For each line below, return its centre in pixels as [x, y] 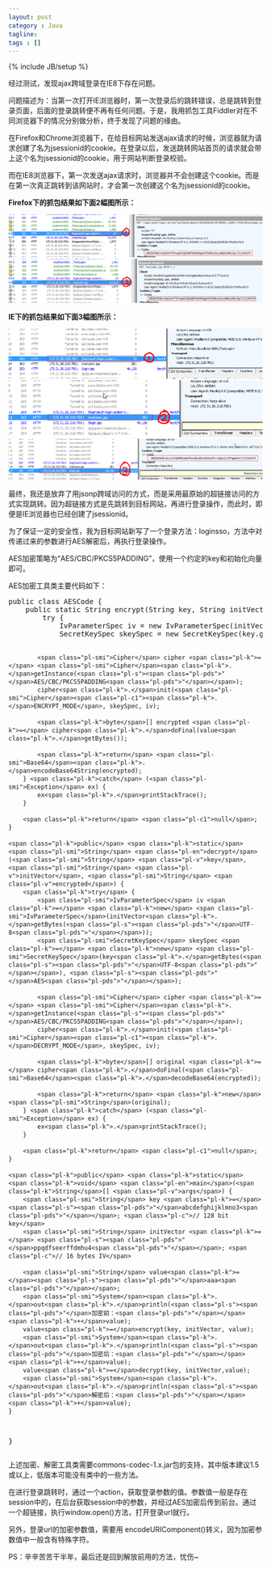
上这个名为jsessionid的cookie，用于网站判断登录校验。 [100, 159]
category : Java [35, 25]
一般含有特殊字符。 [61, 1539]
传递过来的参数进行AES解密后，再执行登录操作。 [90, 541]
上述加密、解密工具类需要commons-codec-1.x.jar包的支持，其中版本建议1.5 [134, 1465]
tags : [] [25, 43]
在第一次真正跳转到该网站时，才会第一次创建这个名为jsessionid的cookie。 [131, 185]
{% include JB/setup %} [48, 67]
